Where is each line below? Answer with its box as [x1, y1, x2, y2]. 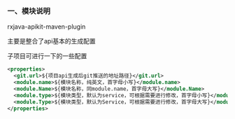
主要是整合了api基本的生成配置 [7, 37, 96, 45]
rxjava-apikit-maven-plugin [7, 22, 86, 31]
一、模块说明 [7, 6, 51, 15]
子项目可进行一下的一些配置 [7, 52, 87, 60]
